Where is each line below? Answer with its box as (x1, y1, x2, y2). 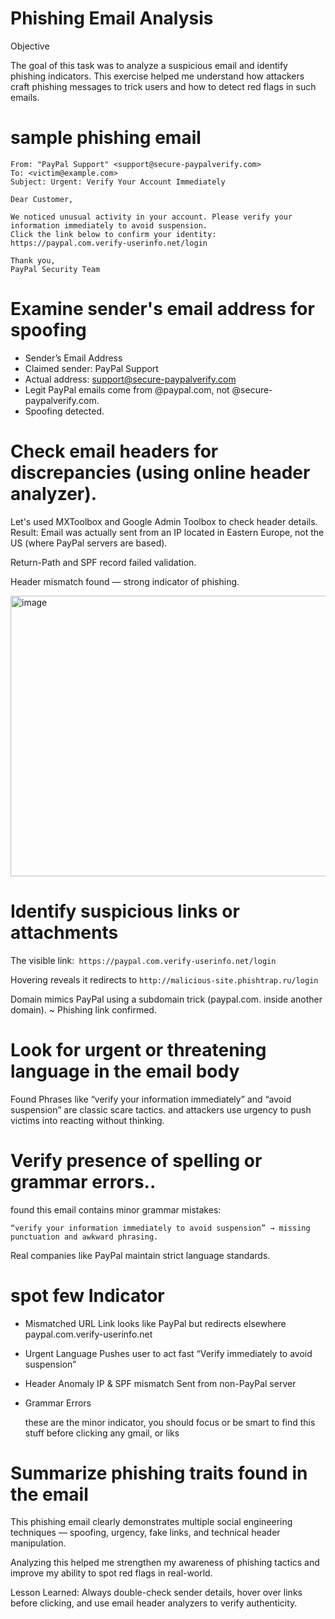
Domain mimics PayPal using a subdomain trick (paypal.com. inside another (10, 993, 323, 1005)
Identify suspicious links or (10, 900, 240, 922)
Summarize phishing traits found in (10, 1462, 308, 1484)
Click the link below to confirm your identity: (10, 229, 217, 239)
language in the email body (10, 1060, 240, 1082)
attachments (10, 921, 119, 944)
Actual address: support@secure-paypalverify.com (24, 373, 237, 385)
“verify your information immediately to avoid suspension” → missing (10, 1223, 311, 1233)
